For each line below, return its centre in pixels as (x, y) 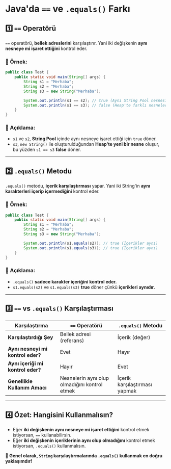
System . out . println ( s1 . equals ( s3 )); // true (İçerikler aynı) (91, 248)
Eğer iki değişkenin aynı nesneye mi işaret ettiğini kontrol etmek (81, 430)
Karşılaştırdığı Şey (31, 337)
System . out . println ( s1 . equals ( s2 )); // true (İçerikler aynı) (91, 243)
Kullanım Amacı (27, 387)
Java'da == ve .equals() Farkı (68, 9)
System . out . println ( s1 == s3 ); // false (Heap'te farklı (85, 105)
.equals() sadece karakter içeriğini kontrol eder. (65, 281)
